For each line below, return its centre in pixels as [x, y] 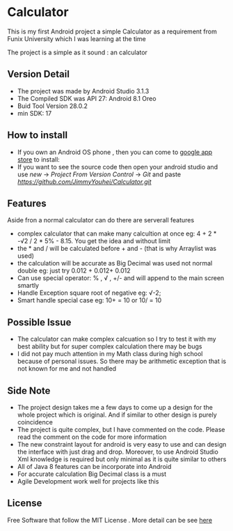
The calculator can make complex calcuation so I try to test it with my [117, 339]
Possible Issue [39, 322]
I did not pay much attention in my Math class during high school [110, 354]
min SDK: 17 [34, 113]
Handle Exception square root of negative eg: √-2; [89, 293]
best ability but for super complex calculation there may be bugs [110, 346]
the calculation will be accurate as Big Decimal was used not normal [115, 263]
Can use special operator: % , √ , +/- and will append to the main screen [121, 278]
